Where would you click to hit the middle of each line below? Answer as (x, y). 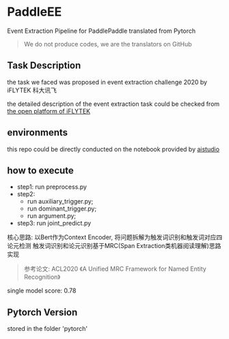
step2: (26, 194)
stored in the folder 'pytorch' (47, 329)
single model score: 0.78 (42, 290)
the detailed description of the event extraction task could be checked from (113, 104)
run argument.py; (52, 216)
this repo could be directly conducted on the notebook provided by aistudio (113, 149)
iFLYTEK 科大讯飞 (32, 90)
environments (38, 133)
